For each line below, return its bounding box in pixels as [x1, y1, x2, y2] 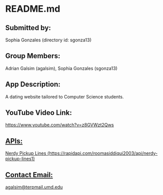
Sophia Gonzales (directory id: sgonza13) [5, 37, 92, 43]
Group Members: [5, 52, 61, 60]
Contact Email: [5, 170, 53, 179]
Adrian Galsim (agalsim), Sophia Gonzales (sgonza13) [5, 65, 118, 71]
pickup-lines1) [5, 156, 35, 162]
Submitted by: [5, 23, 51, 32]
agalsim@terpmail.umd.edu [5, 184, 63, 190]
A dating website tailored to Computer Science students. [5, 93, 124, 100]
